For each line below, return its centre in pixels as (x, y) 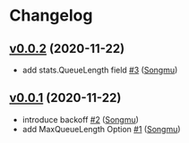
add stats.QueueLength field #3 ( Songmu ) (100, 70)
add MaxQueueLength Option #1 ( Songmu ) (101, 129)
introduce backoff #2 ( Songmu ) (80, 119)
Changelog (51, 16)
